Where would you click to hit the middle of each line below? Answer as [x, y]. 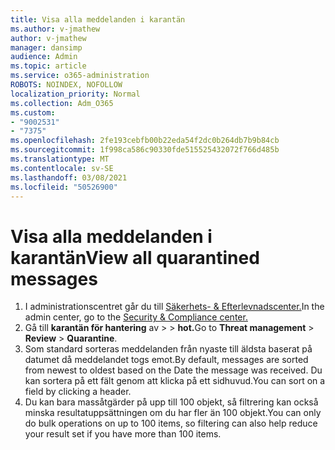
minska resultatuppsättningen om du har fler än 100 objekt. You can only [173, 413]
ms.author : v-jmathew [55, 29]
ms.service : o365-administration [80, 76]
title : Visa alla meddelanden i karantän [98, 19]
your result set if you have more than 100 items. [123, 434]
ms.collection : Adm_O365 [62, 103]
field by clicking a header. [78, 392]
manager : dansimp [46, 47]
